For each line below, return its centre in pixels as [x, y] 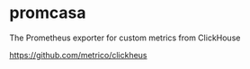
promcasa [48, 13]
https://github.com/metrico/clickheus [78, 55]
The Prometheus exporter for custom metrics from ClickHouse [125, 38]
